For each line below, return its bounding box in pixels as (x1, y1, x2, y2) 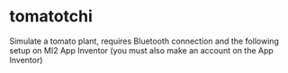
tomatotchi (9, 6, 93, 27)
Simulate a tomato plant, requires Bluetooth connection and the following (9, 36, 279, 46)
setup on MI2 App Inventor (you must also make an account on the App (9, 45, 274, 55)
